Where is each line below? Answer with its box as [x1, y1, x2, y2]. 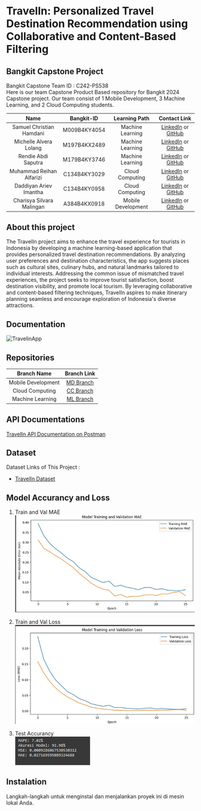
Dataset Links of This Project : [6, 463, 81, 471]
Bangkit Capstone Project [6, 66, 103, 76]
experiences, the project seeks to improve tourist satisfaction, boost [6, 276, 174, 284]
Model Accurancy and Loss [6, 493, 110, 503]
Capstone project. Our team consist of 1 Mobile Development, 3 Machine [6, 95, 185, 102]
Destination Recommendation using [6, 17, 188, 31]
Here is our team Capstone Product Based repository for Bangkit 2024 [6, 89, 179, 95]
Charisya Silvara [13, 197, 54, 204]
